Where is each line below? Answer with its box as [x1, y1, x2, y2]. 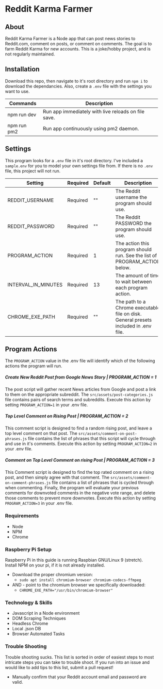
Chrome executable [115, 304, 160, 311]
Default [93, 179, 111, 186]
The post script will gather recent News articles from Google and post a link [5, 386, 156, 392]
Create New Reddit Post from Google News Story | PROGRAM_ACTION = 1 [5, 374, 157, 380]
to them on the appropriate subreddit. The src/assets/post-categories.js [5, 392, 153, 397]
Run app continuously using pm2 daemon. [43, 125, 139, 132]
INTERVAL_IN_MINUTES [7, 281, 63, 288]
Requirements [5, 513, 39, 519]
